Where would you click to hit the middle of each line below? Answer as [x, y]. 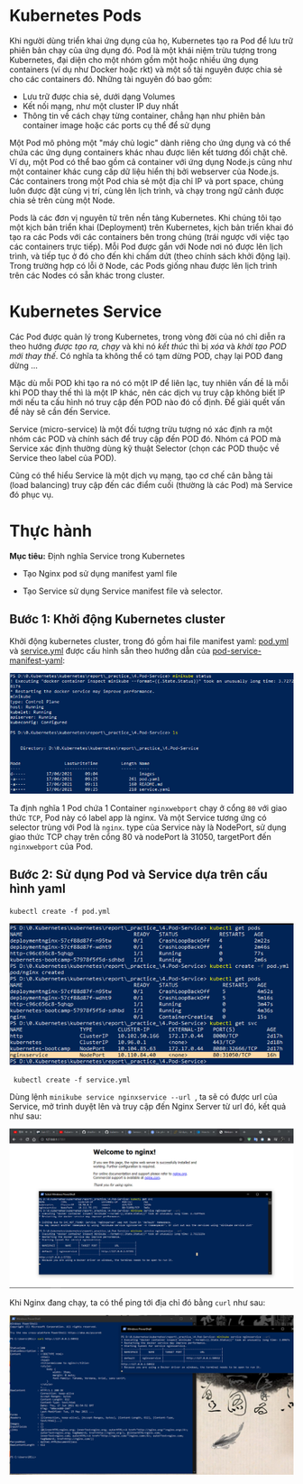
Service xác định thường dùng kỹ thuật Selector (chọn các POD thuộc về [144, 448]
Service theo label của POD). [63, 457]
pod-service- [237, 650]
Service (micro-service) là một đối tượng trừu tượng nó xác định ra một [141, 429]
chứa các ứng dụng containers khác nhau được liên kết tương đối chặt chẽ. [149, 152]
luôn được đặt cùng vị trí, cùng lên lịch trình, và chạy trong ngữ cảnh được [147, 190]
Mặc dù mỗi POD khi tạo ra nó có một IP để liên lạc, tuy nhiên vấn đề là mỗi [149, 383]
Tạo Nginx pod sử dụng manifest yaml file [100, 573]
